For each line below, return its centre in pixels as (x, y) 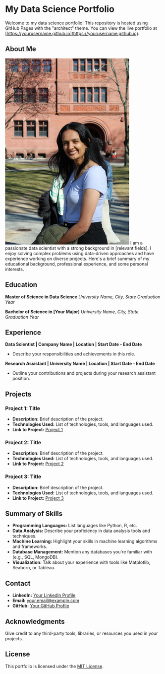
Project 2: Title (23, 442)
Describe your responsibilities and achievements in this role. (74, 354)
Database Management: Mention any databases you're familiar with (82, 552)
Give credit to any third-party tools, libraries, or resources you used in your (82, 633)
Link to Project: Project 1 (37, 430)
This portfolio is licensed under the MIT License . (55, 666)
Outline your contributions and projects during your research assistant (84, 373)
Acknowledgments (35, 621)
